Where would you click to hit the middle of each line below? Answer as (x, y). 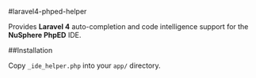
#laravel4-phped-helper (48, 11)
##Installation (31, 50)
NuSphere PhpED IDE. (45, 35)
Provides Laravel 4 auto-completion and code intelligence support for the (128, 26)
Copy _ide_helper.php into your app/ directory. (84, 65)
